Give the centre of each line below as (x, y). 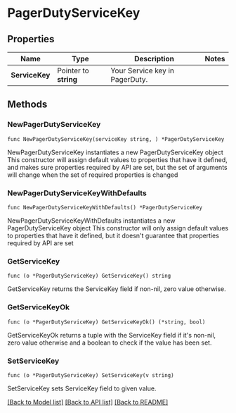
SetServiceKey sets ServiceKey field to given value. (82, 388)
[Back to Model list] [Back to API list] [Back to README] (88, 402)
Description (154, 59)
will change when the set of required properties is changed (93, 175)
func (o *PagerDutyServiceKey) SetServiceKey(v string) (91, 375)
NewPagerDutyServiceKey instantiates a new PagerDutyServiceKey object (115, 152)
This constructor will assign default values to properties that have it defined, (118, 159)
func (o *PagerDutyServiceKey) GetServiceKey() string (89, 276)
